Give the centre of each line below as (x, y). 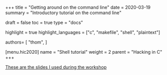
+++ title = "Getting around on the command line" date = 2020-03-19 (78, 7)
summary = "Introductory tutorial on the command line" (63, 13)
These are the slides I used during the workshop (56, 67)
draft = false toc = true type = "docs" (44, 23)
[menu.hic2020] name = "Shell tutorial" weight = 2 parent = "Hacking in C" (84, 52)
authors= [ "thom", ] (26, 42)
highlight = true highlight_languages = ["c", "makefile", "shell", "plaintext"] (83, 32)
